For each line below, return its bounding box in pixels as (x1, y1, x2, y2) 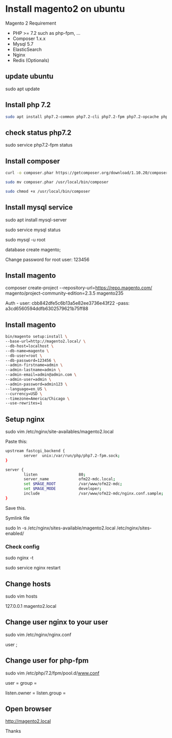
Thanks (5, 728, 21, 734)
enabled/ (5, 530, 25, 536)
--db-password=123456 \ (5, 358, 56, 363)
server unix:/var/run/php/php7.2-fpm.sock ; (24, 453, 120, 458)
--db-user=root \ (5, 353, 42, 358)
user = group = (5, 680, 37, 686)
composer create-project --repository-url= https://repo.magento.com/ (5, 285, 153, 291)
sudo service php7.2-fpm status (5, 142, 73, 148)
